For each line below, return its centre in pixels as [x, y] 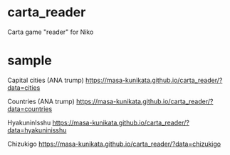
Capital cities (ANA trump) [46, 80]
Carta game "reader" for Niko [51, 32]
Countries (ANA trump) [41, 101]
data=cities [24, 87]
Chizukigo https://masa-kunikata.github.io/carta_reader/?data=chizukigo [114, 144]
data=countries [30, 109]
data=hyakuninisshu [37, 130]
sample [30, 61]
